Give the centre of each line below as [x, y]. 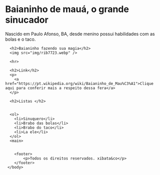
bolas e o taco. [21, 39]
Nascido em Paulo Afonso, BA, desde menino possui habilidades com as [80, 34]
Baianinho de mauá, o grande [67, 9]
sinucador [27, 20]
